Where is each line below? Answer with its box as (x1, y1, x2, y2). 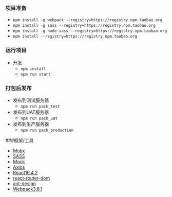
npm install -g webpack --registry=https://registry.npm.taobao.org (12, 17, 163, 23)
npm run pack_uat (20, 116, 58, 121)
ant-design (12, 180, 36, 186)
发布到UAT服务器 (12, 109, 49, 115)
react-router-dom (12, 175, 50, 181)
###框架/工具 (5, 137, 34, 144)
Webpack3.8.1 (12, 186, 43, 192)
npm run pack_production (20, 128, 74, 133)
